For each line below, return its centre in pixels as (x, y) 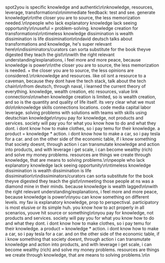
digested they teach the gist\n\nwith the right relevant (60, 55)
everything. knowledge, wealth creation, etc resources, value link (72, 92)
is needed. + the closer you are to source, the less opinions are (69, 70)
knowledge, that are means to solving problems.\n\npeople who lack (75, 160)
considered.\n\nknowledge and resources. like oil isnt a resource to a (76, 76)
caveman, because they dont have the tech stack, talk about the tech (76, 81)
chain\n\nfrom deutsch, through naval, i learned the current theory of (76, 86)
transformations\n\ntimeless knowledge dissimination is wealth (69, 33)
